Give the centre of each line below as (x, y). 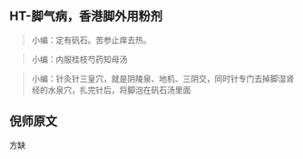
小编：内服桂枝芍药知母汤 (79, 59)
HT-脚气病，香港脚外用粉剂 (86, 16)
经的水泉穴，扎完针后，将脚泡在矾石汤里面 (111, 90)
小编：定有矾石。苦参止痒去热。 (91, 40)
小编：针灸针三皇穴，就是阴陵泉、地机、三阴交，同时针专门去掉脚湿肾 (163, 78)
